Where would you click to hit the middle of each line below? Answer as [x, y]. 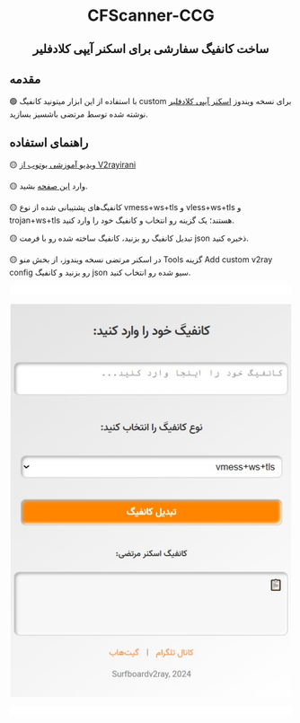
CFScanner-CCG [151, 16]
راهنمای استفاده [49, 142]
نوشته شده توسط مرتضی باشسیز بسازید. [79, 114]
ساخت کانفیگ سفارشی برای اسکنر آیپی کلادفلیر [151, 49]
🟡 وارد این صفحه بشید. [49, 186]
